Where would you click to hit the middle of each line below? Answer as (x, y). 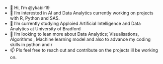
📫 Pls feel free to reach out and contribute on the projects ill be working (84, 50)
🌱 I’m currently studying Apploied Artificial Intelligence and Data (75, 23)
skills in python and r (31, 44)
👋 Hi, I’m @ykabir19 (30, 8)
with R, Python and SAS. (35, 18)
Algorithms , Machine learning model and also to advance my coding (80, 39)
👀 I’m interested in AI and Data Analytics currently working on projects (81, 13)
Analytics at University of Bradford (45, 29)
